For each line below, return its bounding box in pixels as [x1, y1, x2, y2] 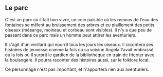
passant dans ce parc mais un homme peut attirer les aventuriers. [5, 32, 137, 38]
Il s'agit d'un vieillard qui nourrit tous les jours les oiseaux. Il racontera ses [5, 41, 153, 47]
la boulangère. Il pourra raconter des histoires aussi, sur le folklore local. [5, 57, 150, 62]
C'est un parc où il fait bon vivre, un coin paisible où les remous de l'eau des [5, 16, 158, 22]
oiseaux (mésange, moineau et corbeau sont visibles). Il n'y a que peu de [5, 27, 152, 33]
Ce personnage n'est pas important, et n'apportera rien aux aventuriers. [5, 66, 149, 72]
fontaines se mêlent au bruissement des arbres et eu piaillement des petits [5, 22, 155, 28]
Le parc [5, 4, 28, 12]
